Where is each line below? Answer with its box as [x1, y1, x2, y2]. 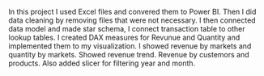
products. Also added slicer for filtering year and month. [8, 58, 196, 68]
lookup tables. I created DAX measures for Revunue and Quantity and [8, 32, 241, 42]
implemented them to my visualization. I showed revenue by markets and [8, 41, 252, 51]
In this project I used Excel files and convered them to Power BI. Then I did [8, 7, 257, 16]
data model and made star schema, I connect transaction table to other [8, 24, 245, 33]
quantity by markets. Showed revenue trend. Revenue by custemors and [8, 50, 249, 59]
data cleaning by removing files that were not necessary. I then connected [8, 15, 257, 25]
